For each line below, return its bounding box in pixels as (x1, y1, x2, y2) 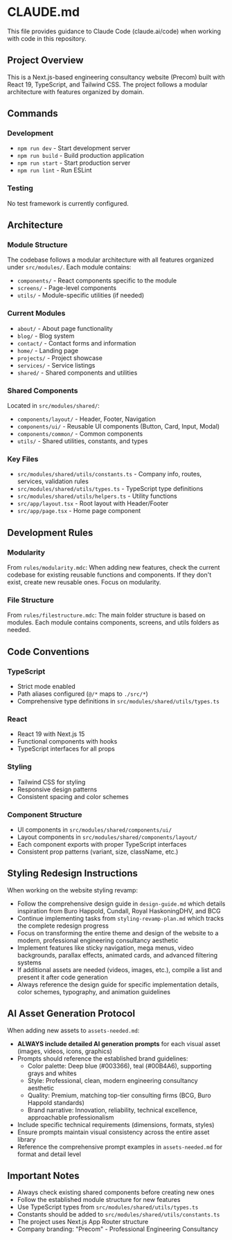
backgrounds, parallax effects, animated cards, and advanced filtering (17, 951, 218, 959)
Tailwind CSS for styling (17, 778, 86, 786)
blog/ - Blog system (17, 332, 75, 340)
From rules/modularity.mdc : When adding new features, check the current (7, 564, 220, 571)
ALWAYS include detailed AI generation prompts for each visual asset (17, 1039, 221, 1048)
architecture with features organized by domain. (7, 87, 144, 96)
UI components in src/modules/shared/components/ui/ (17, 825, 172, 834)
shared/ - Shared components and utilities (17, 368, 138, 377)
